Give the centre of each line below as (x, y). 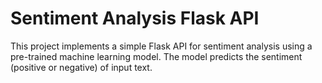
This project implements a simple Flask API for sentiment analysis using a (161, 46)
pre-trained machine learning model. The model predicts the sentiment (156, 56)
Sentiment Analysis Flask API (135, 18)
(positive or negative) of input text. (81, 67)
